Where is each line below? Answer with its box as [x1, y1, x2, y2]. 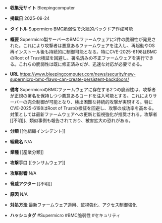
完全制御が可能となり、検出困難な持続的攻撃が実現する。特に [27, 99, 153, 105]
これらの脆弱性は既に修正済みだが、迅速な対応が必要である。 [18, 61, 145, 67]
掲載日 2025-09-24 [9, 15, 50, 21]
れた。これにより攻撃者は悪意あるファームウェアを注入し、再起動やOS [9, 43, 155, 49]
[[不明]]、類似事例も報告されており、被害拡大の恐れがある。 [9, 117, 133, 123]
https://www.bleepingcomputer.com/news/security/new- [19, 71, 136, 77]
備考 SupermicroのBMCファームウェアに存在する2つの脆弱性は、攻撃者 [9, 87, 156, 92]
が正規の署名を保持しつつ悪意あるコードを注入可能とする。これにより [9, 93, 153, 99]
